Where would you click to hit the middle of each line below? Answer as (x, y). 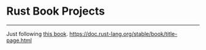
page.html (19, 40)
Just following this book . (37, 34)
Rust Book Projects (56, 11)
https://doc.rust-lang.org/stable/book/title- (124, 34)
